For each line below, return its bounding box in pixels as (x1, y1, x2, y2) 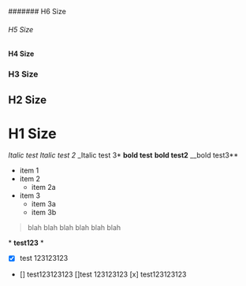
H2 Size (8, 93, 47, 106)
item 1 (19, 165, 39, 176)
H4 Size (8, 49, 35, 58)
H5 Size (8, 24, 34, 34)
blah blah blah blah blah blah (27, 223, 121, 232)
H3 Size (8, 69, 39, 80)
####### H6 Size (8, 7, 67, 16)
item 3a (31, 199, 57, 209)
